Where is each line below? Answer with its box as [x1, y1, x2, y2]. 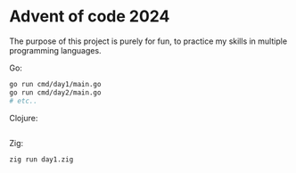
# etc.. [9, 96, 38, 105]
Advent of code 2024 [9, 6, 170, 27]
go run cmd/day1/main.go [9, 79, 102, 88]
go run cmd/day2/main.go [9, 87, 102, 97]
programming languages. [9, 45, 102, 55]
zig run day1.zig [9, 154, 74, 164]
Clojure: [9, 112, 38, 123]
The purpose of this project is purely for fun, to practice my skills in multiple [9, 36, 288, 46]
